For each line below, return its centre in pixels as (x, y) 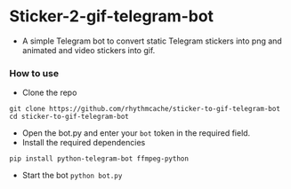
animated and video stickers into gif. (89, 50)
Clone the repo (49, 93)
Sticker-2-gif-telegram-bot (112, 16)
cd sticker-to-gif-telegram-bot (69, 117)
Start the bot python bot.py (72, 176)
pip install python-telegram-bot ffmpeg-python (99, 159)
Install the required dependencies (84, 143)
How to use (34, 73)
